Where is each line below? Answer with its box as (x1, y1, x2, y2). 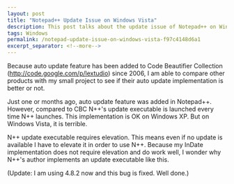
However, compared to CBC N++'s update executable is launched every (7, 105, 214, 113)
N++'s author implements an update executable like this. (7, 155, 169, 164)
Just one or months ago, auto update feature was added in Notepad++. (7, 98, 212, 105)
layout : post (7, 10, 45, 17)
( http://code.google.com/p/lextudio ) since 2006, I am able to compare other (7, 69, 225, 77)
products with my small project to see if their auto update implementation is (7, 77, 224, 84)
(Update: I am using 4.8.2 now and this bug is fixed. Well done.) (7, 169, 189, 177)
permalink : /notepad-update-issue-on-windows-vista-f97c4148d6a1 (7, 36, 201, 43)
